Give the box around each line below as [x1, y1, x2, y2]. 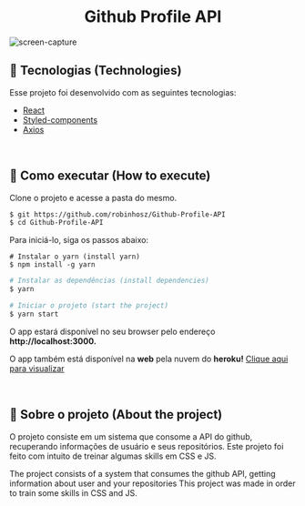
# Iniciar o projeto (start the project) [9, 301, 169, 310]
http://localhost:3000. [9, 335, 97, 347]
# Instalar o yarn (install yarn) [9, 252, 141, 261]
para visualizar [9, 362, 66, 374]
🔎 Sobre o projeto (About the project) [9, 407, 223, 422]
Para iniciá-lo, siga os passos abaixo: [9, 235, 148, 246]
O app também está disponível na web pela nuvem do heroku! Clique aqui [9, 353, 289, 364]
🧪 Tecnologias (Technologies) [9, 63, 182, 78]
